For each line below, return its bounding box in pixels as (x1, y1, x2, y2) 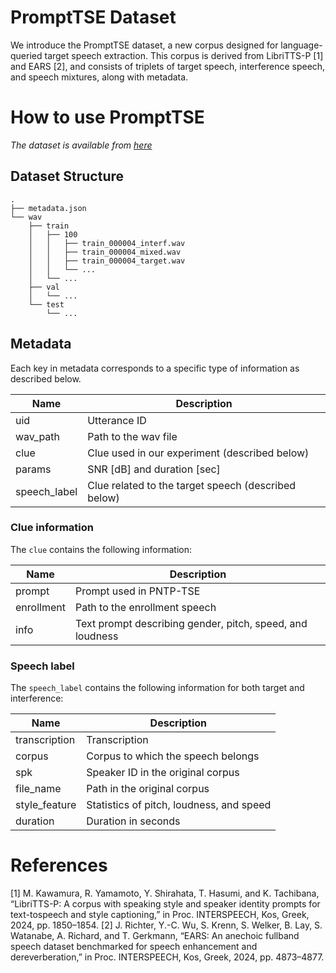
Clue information (10, 521, 94, 535)
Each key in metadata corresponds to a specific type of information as (10, 362, 300, 374)
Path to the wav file (87, 429, 178, 443)
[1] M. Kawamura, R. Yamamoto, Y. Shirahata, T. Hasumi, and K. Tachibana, (10, 887, 320, 900)
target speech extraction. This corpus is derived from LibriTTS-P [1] (44, 49, 324, 61)
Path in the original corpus (86, 782, 210, 796)
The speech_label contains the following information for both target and (10, 682, 305, 694)
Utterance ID (87, 413, 147, 427)
